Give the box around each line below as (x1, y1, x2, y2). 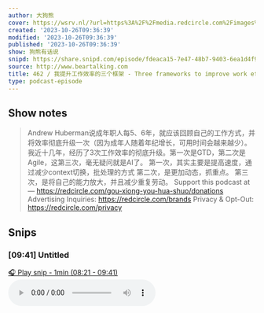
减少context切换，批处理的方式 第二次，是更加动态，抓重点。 (34, 168, 233, 177)
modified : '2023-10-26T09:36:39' (8, 33, 118, 42)
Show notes (8, 106, 68, 120)
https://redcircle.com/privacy (27, 203, 123, 212)
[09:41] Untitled (8, 249, 69, 260)
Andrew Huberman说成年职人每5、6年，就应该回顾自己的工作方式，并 (27, 128, 255, 138)
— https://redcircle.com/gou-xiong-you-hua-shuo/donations (27, 186, 224, 196)
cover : (8, 19, 30, 27)
